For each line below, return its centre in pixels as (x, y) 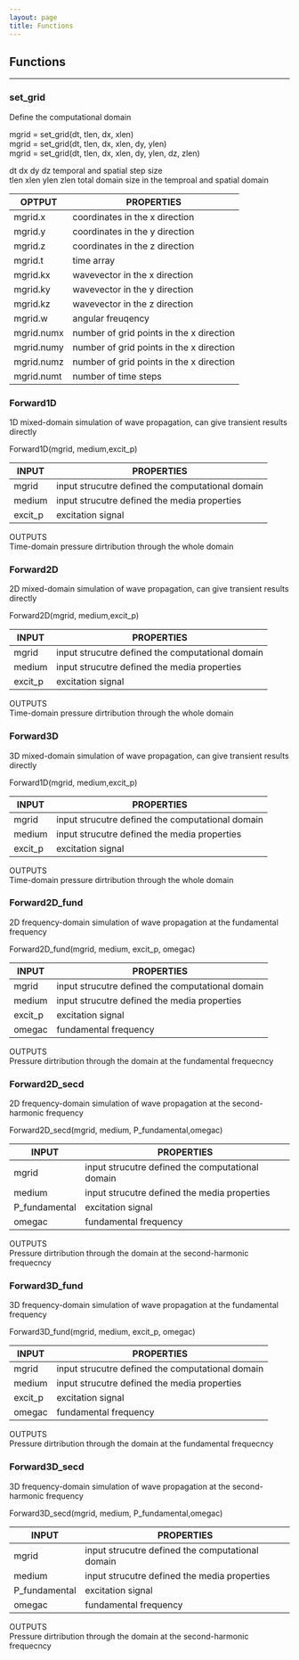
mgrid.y (30, 231)
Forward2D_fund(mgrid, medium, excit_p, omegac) (102, 949)
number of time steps (117, 376)
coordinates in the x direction (133, 217)
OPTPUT (39, 201)
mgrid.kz (32, 304)
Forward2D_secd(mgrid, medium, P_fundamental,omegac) (116, 1130)
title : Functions (41, 26)
